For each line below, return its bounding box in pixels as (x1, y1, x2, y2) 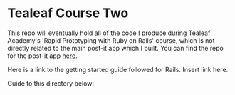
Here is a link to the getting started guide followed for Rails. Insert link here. (7, 65, 229, 74)
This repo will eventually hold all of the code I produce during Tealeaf (7, 29, 211, 37)
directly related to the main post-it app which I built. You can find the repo (7, 44, 224, 52)
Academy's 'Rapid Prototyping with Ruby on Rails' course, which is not (7, 36, 215, 44)
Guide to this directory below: (7, 79, 95, 87)
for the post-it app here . (7, 51, 78, 60)
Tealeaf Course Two (7, 5, 129, 21)
